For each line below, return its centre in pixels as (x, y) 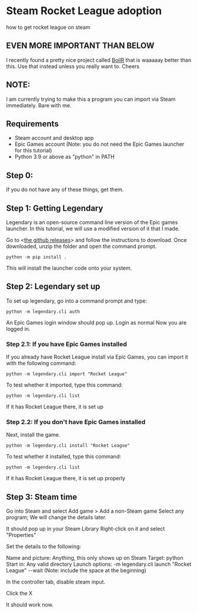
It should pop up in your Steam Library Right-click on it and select (86, 529)
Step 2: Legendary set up (53, 286)
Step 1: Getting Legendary (55, 208)
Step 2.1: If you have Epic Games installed (67, 344)
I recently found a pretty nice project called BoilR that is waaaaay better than (99, 60)
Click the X (19, 594)
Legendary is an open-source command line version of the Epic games (92, 222)
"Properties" (21, 535)
